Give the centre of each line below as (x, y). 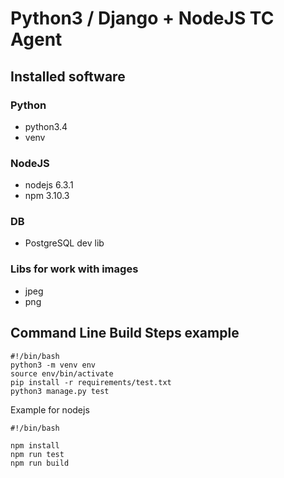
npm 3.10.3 (47, 196)
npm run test (37, 454)
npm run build (40, 463)
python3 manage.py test (60, 391)
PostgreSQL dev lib (64, 243)
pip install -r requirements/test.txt (91, 382)
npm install (35, 445)
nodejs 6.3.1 (49, 185)
